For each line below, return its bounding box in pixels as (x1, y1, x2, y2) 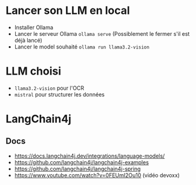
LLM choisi (5, 64, 62, 78)
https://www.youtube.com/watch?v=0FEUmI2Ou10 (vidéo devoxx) (14, 171, 180, 179)
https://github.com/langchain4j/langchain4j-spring (14, 165, 141, 172)
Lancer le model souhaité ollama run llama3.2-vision (14, 43, 149, 50)
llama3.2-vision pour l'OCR (14, 84, 85, 92)
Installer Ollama (14, 24, 54, 31)
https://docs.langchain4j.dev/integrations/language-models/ (14, 152, 165, 160)
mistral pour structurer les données (14, 90, 105, 98)
